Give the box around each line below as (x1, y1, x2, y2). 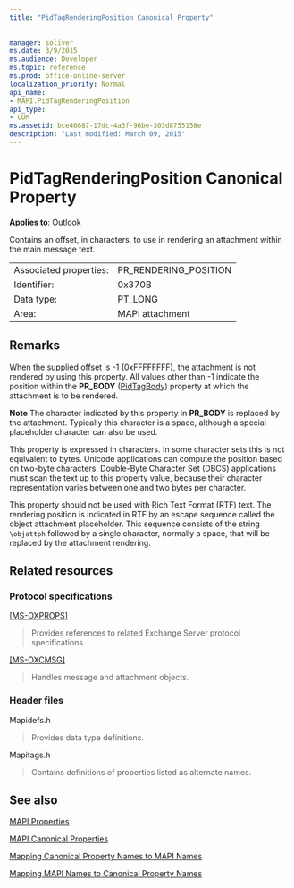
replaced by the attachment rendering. (9, 537, 152, 548)
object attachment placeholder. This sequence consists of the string (9, 518, 261, 529)
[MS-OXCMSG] (9, 654, 65, 665)
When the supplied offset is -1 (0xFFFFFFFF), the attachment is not (9, 362, 256, 372)
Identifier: (13, 278, 55, 291)
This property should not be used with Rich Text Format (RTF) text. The (9, 499, 272, 510)
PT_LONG (117, 293, 159, 305)
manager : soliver (9, 38, 74, 47)
